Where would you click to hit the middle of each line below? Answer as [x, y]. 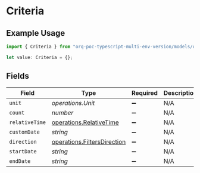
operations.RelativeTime [85, 122]
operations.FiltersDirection [89, 141]
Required [144, 92]
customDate [24, 132]
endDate [20, 161]
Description [180, 92]
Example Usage [36, 33]
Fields [18, 76]
